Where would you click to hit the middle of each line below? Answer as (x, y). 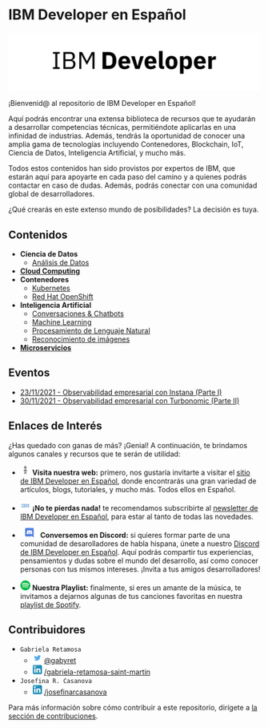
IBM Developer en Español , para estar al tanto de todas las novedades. (136, 516)
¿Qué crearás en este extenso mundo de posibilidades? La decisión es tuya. (134, 209)
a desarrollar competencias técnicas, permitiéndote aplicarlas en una (122, 127)
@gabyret (60, 661)
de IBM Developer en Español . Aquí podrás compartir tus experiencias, (137, 552)
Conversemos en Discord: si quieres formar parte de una (135, 535)
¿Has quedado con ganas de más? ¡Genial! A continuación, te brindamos (128, 445)
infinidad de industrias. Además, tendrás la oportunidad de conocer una (127, 136)
